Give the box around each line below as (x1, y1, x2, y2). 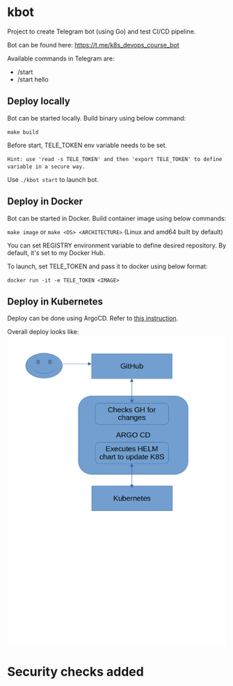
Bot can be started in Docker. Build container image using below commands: (7, 214, 227, 222)
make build (7, 128, 39, 136)
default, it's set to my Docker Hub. (7, 248, 106, 257)
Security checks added (7, 664, 144, 680)
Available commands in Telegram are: (7, 54, 115, 63)
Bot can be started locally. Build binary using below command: (7, 114, 186, 122)
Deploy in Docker (7, 196, 83, 208)
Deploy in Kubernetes (7, 296, 103, 307)
